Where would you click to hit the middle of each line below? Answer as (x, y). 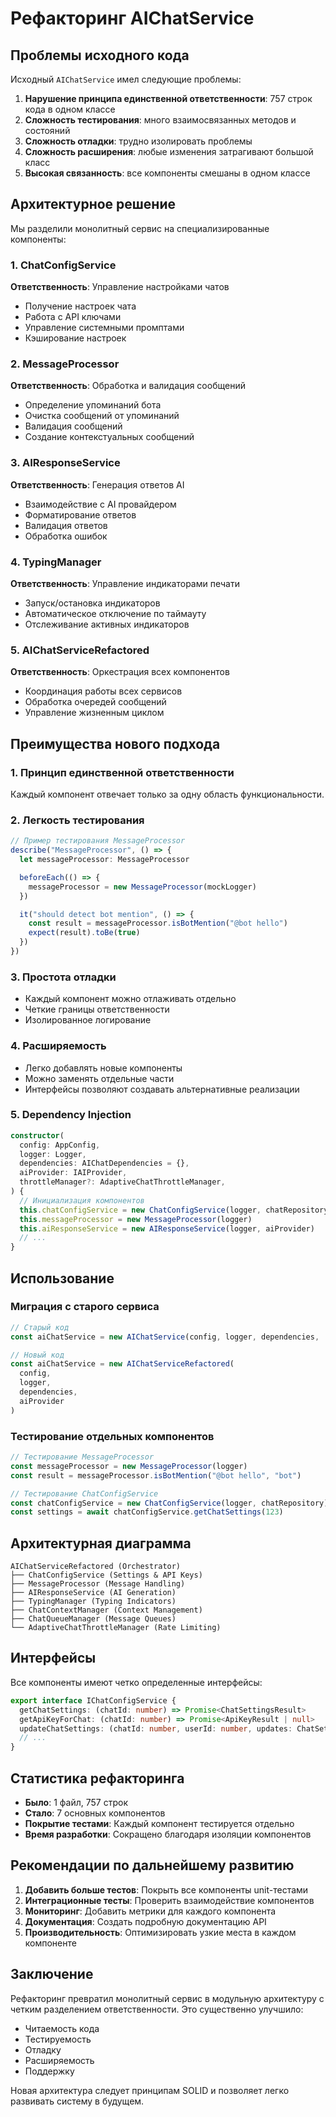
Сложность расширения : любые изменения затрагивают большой (169, 151)
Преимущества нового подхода (115, 743)
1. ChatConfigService (63, 265)
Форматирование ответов (80, 514)
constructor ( (37, 1135)
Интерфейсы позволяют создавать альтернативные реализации (162, 1089)
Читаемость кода (62, 2028)
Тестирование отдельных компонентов (112, 1436)
